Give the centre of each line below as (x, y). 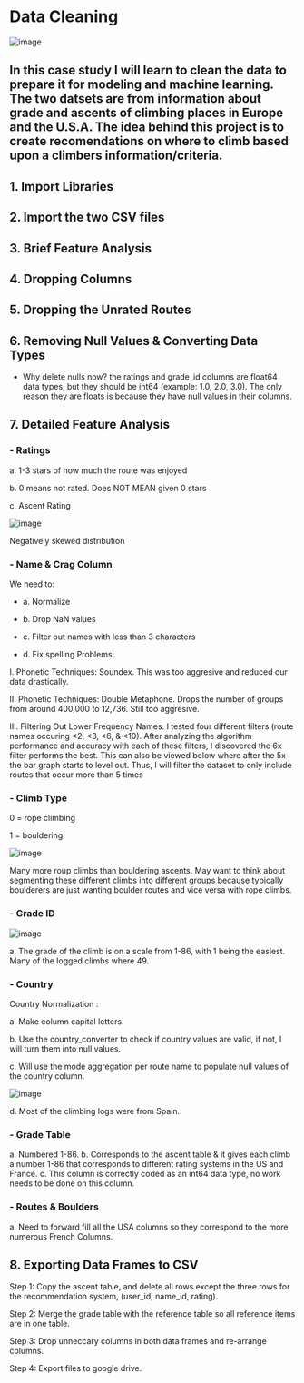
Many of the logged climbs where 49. (79, 961)
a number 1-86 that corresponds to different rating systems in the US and (147, 1164)
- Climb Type (39, 798)
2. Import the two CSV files (87, 217)
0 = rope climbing (42, 818)
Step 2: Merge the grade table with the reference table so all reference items (152, 1314)
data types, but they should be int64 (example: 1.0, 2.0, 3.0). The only (152, 387)
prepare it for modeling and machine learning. (142, 85)
